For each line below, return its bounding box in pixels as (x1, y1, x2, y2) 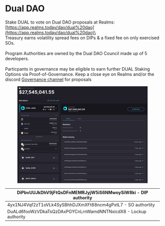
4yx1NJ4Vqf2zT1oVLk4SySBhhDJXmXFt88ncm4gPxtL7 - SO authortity (7, 202, 155, 208)
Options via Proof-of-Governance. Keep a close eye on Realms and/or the (5, 71, 155, 77)
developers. (5, 55, 29, 61)
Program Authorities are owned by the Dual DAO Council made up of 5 (5, 50, 147, 56)
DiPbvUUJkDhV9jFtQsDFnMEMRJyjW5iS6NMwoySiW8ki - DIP (17, 189, 148, 195)
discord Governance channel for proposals (5, 76, 92, 82)
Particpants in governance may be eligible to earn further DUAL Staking (5, 66, 150, 72)
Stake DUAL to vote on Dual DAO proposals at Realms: (5, 19, 115, 25)
